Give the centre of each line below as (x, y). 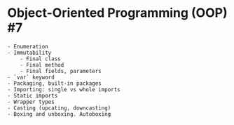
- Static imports (33, 96)
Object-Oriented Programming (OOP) (117, 13)
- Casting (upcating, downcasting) (59, 108)
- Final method (42, 65)
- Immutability (29, 53)
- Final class (40, 59)
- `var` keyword (31, 77)
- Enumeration (28, 46)
